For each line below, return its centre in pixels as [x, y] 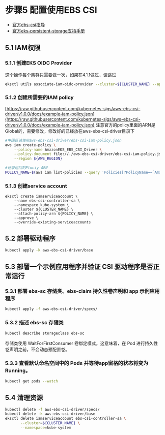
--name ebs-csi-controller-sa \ [47, 201]
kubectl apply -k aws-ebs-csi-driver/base [49, 250]
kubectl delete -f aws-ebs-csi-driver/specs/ [52, 409]
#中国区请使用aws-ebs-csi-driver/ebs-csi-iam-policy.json [63, 140]
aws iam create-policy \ [30, 145]
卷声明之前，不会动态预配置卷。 [37, 349]
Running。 [18, 371]
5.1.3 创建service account [36, 186]
